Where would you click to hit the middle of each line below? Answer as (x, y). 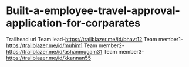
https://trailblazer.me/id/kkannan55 (48, 58)
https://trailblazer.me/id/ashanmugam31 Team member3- (75, 51)
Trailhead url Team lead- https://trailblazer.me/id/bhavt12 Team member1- (95, 39)
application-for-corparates (73, 23)
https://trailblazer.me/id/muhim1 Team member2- (65, 45)
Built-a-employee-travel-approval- (93, 11)
